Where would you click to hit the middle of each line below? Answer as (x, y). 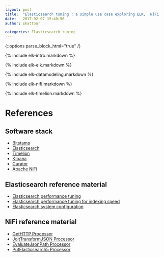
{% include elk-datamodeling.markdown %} (49, 74)
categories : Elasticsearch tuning (41, 32)
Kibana (19, 159)
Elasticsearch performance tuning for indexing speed (66, 201)
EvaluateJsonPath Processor (41, 244)
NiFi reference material (41, 222)
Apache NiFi (25, 169)
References (29, 113)
